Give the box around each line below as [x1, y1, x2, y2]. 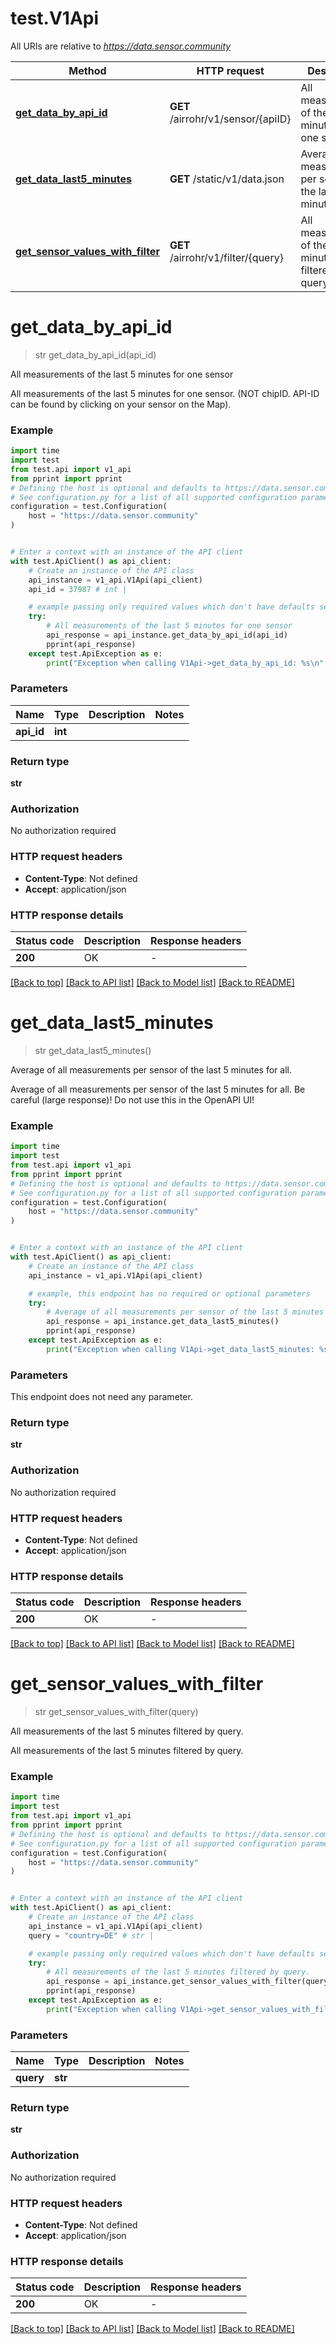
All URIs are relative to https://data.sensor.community [10, 40, 232, 52]
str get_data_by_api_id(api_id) [34, 348, 157, 361]
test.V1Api [10, 7, 100, 30]
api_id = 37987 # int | [28, 584, 128, 594]
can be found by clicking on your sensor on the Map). [10, 398, 232, 410]
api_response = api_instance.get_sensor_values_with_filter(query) [46, 1977, 333, 1987]
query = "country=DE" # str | [28, 1930, 155, 1941]
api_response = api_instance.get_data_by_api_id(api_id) [46, 630, 288, 641]
